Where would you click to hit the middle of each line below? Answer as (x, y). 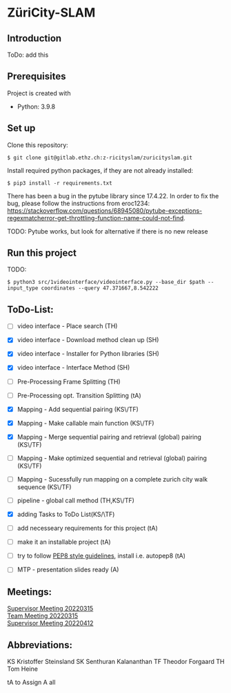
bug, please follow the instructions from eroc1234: (79, 203)
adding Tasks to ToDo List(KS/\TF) (66, 514)
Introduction (34, 38)
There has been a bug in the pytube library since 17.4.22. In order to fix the (113, 196)
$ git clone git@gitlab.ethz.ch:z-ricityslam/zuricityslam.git (100, 158)
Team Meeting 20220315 (42, 616)
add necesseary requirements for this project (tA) (88, 528)
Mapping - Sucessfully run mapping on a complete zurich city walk (112, 479)
